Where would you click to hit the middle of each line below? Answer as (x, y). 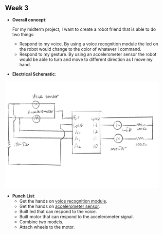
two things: (23, 34)
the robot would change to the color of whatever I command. (80, 49)
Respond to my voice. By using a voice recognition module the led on (89, 44)
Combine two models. (41, 222)
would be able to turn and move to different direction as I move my (86, 59)
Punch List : (24, 196)
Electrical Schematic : (34, 74)
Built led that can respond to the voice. (58, 211)
